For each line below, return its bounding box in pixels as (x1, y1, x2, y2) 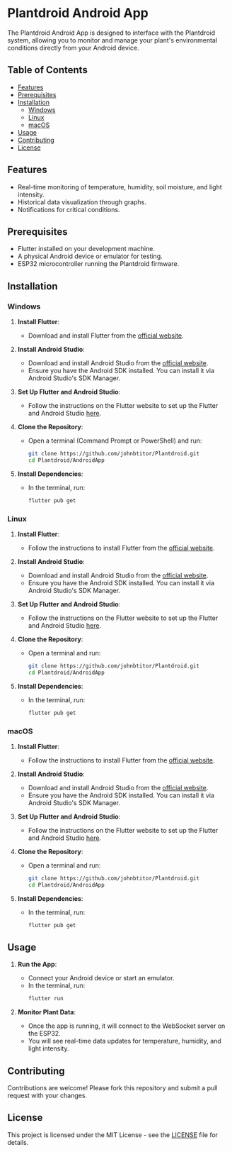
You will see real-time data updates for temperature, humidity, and (28, 1037, 221, 1046)
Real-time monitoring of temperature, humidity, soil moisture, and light (17, 182, 223, 191)
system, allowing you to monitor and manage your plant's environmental (7, 35, 218, 44)
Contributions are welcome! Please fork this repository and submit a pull (7, 1084, 218, 1092)
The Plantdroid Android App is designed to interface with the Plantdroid (7, 28, 216, 37)
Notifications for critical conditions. (17, 205, 120, 214)
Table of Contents (7, 64, 88, 76)
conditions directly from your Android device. (7, 43, 139, 52)
